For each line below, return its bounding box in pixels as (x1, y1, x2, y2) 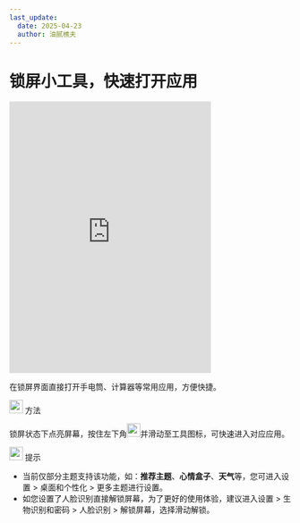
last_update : (9, 13, 58, 22)
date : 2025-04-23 (17, 21, 82, 30)
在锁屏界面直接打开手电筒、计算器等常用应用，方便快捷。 (9, 382, 221, 392)
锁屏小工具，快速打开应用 (9, 71, 199, 91)
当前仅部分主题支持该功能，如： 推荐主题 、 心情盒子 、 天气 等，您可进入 (21, 471, 282, 482)
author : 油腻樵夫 (17, 30, 77, 38)
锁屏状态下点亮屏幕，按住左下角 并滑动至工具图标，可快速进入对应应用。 (9, 428, 289, 439)
